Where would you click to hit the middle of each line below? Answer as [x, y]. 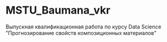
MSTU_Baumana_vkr [58, 10]
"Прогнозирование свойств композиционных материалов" [81, 33]
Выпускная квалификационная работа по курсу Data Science [83, 27]
